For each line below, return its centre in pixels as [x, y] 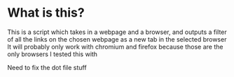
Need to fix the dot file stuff [47, 67]
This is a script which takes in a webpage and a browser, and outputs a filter [117, 32]
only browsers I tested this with [53, 54]
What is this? [46, 13]
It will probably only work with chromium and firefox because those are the [115, 46]
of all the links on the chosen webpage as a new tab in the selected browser [117, 39]
